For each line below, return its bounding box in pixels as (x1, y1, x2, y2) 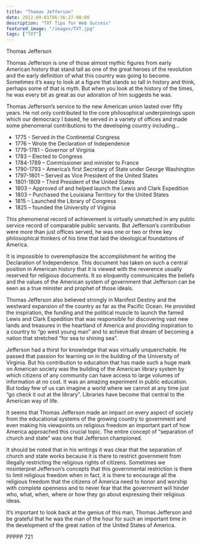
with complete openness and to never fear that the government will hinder (6, 484, 190, 492)
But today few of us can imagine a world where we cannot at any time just (6, 385, 189, 392)
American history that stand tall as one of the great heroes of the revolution (6, 65, 193, 73)
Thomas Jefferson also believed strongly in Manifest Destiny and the (6, 296, 176, 303)
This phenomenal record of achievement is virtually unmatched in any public (6, 216, 196, 223)
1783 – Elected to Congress (14, 153, 83, 160)
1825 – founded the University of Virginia (14, 204, 116, 211)
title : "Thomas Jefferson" (6, 8, 74, 15)
